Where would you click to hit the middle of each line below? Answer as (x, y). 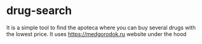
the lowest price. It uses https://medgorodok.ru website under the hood (96, 34)
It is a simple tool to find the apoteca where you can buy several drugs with (101, 28)
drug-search (39, 11)
